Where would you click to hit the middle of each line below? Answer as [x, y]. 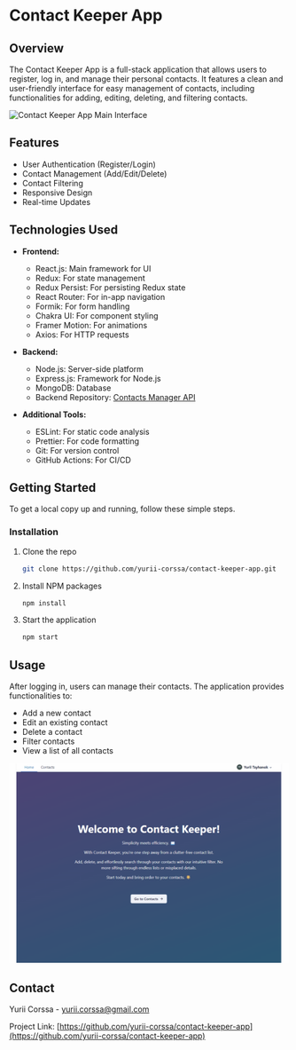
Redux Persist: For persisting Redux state [110, 287]
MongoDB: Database [73, 388]
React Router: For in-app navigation [100, 296]
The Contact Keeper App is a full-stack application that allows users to [138, 69]
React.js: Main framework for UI [93, 268]
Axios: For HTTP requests [82, 335]
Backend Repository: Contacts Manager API [115, 397]
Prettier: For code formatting [87, 441]
